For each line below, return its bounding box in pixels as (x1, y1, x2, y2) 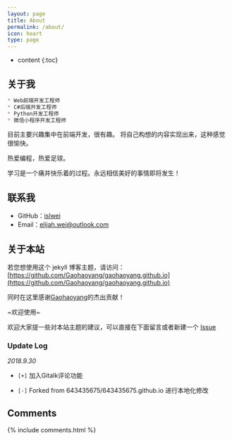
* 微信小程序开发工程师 (7, 117, 67, 124)
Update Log (7, 341, 48, 351)
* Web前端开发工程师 (7, 96, 61, 104)
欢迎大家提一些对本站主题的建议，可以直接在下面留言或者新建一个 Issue (7, 323, 216, 332)
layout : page (7, 10, 46, 18)
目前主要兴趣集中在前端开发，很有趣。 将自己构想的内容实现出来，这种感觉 (7, 130, 226, 139)
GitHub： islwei (17, 212, 61, 220)
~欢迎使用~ (7, 308, 41, 317)
